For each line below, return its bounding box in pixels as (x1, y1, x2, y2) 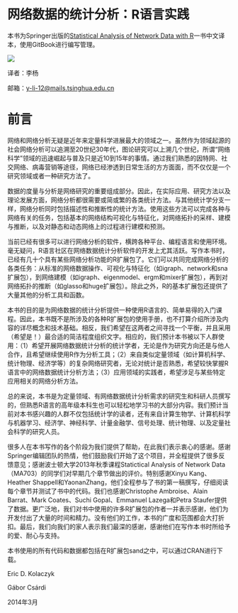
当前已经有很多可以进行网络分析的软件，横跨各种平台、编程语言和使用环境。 (7, 237, 231, 246)
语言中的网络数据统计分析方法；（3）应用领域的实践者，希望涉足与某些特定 (7, 367, 225, 376)
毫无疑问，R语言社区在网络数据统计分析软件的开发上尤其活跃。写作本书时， (7, 246, 229, 254)
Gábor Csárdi (7, 583, 46, 592)
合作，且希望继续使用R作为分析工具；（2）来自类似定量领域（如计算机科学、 (7, 349, 229, 359)
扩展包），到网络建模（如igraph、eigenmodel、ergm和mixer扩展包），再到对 (7, 273, 228, 281)
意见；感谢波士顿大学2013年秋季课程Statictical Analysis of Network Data (13, 460, 225, 469)
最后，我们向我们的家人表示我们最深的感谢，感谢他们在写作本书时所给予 (19, 522, 231, 531)
